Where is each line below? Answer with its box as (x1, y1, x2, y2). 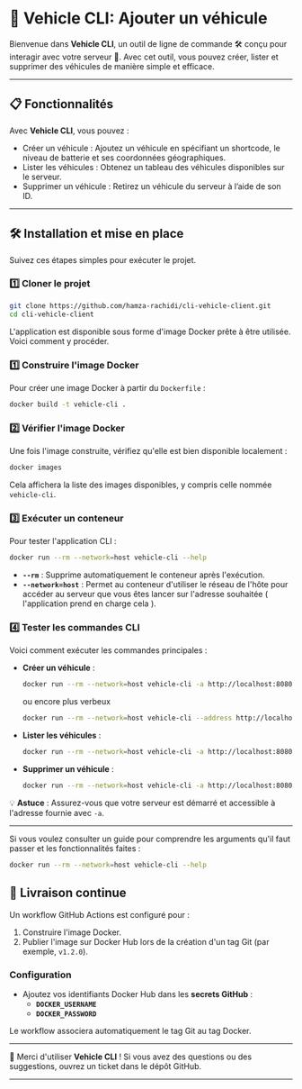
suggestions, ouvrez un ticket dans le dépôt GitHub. (9, 1060, 202, 1071)
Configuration (9, 968, 72, 981)
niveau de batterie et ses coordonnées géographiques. (22, 152, 226, 163)
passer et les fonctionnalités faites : (9, 842, 141, 854)
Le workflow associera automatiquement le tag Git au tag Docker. (9, 1025, 252, 1036)
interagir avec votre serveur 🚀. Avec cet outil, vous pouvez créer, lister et (9, 51, 279, 62)
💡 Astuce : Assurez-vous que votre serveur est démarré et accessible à (9, 797, 276, 808)
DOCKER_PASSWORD (35, 1009, 97, 1019)
